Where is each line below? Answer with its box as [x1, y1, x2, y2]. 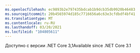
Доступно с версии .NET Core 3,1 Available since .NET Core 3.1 [5, 43, 131, 48]
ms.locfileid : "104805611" [5, 29, 60, 34]
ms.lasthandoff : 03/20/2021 [5, 25, 62, 30]
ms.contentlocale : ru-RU [5, 20, 55, 26]
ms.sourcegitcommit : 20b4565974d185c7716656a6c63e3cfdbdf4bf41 [5, 12, 136, 16]
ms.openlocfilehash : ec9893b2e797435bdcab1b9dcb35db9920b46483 [5, 7, 136, 12]
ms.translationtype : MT [5, 16, 53, 21]
